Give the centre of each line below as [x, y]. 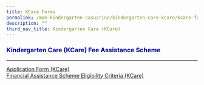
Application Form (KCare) [38, 69]
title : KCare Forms [31, 12]
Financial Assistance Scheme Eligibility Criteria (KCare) [75, 75]
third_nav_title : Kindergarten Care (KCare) [63, 29]
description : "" [27, 23]
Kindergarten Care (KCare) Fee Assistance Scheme [83, 50]
